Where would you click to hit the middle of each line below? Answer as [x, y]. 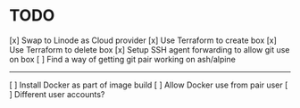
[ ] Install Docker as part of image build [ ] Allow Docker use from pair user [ [149, 85]
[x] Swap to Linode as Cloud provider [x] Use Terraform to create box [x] [143, 40]
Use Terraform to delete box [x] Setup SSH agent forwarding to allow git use [150, 49]
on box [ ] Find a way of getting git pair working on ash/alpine [123, 59]
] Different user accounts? [57, 94]
